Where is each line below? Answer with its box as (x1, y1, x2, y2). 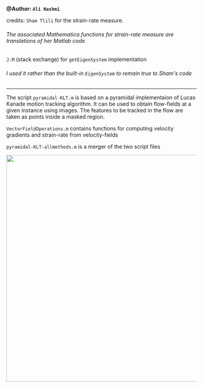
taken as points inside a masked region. (6, 113, 105, 120)
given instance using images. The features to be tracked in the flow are (6, 107, 184, 114)
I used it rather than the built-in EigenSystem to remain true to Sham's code (6, 70, 192, 77)
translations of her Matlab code (6, 37, 86, 44)
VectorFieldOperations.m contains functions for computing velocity (6, 125, 174, 132)
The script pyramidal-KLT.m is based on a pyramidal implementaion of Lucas (6, 94, 196, 102)
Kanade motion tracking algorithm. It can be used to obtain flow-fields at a (6, 100, 192, 108)
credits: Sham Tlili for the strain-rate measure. (6, 17, 124, 24)
